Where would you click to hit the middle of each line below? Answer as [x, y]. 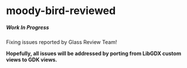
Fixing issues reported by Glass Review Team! [62, 42]
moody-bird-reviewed [61, 11]
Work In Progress [28, 27]
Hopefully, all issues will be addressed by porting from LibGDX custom [94, 53]
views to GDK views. [32, 60]
